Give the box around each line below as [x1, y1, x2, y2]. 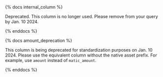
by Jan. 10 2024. [5, 19, 39, 24]
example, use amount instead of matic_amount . [5, 58, 97, 63]
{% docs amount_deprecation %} [5, 38, 72, 43]
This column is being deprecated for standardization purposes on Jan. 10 [5, 47, 153, 53]
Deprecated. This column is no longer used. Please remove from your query [5, 14, 158, 19]
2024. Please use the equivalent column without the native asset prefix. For [5, 52, 158, 58]
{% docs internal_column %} [5, 4, 63, 10]
